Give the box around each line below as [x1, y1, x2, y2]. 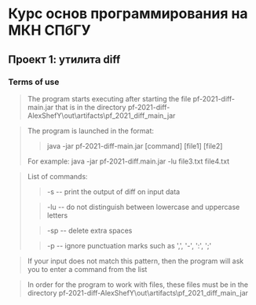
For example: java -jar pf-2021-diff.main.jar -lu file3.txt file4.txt [27, 156, 230, 166]
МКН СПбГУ [8, 21, 92, 39]
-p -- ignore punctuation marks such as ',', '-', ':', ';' [46, 241, 212, 250]
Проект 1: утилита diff [8, 53, 121, 66]
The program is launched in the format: [27, 126, 155, 135]
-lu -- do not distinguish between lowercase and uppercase [46, 202, 240, 211]
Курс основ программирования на [8, 5, 249, 23]
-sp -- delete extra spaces [46, 226, 133, 235]
